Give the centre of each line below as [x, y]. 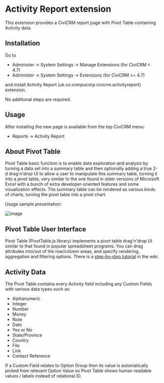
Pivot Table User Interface [46, 229]
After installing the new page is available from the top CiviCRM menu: [75, 127]
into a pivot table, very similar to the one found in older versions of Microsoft [82, 179]
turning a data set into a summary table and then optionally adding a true [78, 168]
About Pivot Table [33, 151]
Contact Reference [31, 356]
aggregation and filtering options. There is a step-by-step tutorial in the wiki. [82, 257]
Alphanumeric [26, 299]
